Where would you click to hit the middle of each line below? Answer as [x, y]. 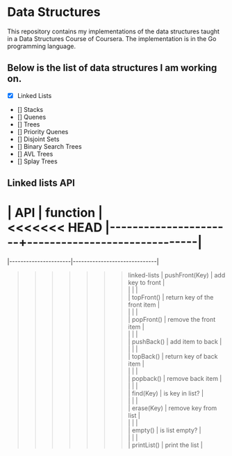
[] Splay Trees [37, 161]
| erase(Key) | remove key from [173, 408]
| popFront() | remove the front [172, 320]
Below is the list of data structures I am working [112, 68]
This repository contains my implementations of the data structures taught [114, 31]
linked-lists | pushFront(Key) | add [177, 275]
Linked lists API [41, 183]
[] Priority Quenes [43, 131]
